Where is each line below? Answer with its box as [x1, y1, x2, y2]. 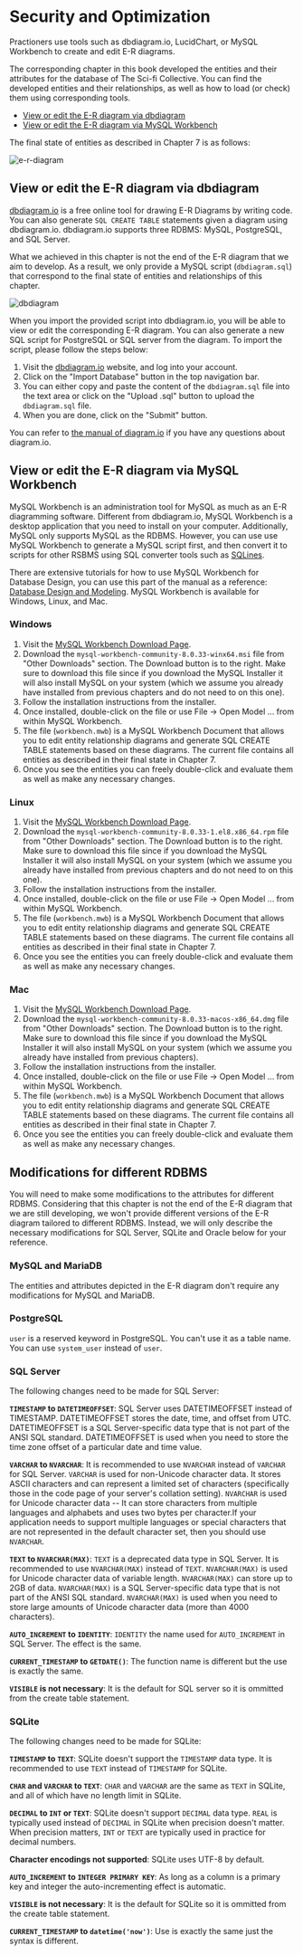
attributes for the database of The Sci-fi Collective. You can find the [9, 72, 262, 83]
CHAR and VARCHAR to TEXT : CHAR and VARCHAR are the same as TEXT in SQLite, [9, 1780, 286, 1791]
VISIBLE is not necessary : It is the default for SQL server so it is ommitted [9, 1683, 284, 1694]
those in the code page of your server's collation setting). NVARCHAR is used [9, 1488, 288, 1499]
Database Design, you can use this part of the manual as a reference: [9, 577, 268, 587]
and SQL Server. [9, 234, 71, 244]
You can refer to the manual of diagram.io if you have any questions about [9, 427, 286, 438]
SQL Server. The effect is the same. [9, 1638, 142, 1649]
